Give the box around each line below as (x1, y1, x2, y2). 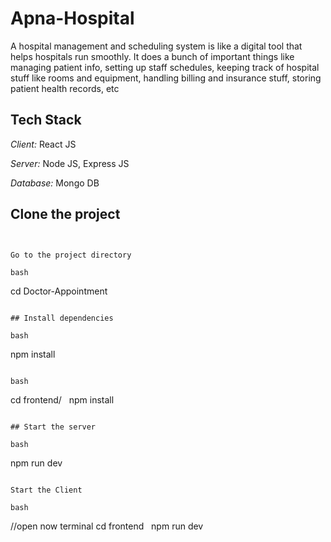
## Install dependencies (10, 313, 114, 323)
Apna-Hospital (10, 7, 135, 30)
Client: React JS (10, 138, 77, 150)
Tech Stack (10, 112, 82, 129)
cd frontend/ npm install (10, 393, 115, 406)
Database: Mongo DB (10, 177, 100, 189)
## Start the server (10, 422, 97, 432)
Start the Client (10, 485, 83, 495)
